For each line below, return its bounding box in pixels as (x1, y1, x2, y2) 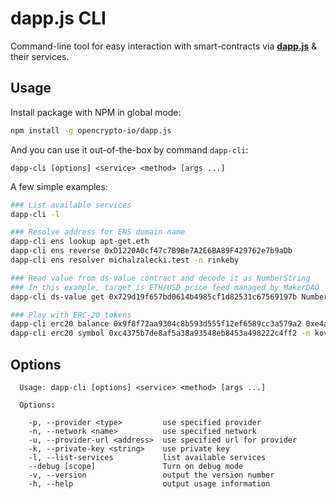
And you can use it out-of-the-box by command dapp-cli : (10, 143, 249, 156)
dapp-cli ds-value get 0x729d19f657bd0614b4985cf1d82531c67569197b (10, 292, 298, 302)
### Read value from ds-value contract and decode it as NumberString (10, 273, 311, 283)
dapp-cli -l (10, 209, 60, 219)
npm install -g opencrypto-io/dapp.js (10, 125, 172, 136)
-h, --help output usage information (28, 478, 271, 489)
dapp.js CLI (10, 7, 107, 30)
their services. (10, 50, 70, 62)
